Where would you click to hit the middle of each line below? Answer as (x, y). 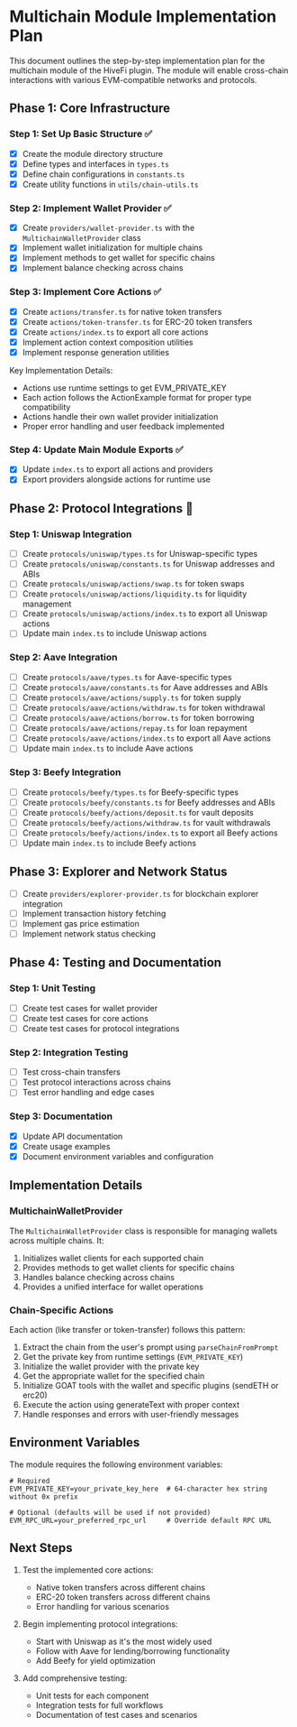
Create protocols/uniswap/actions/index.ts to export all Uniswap (145, 614)
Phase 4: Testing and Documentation (116, 963)
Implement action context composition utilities (108, 342)
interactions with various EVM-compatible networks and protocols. (133, 79)
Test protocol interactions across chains (96, 1082)
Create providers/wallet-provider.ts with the (108, 228)
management (47, 604)
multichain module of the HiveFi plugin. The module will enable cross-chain (149, 70)
